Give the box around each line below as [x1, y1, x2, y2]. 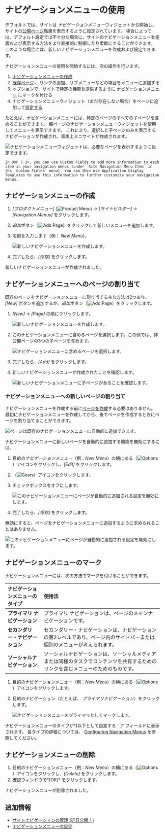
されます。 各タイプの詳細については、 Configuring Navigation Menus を [5, 729, 152, 734]
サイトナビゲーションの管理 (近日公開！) [12, 817, 94, 823]
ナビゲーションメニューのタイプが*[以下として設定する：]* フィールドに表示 [5, 723, 160, 729]
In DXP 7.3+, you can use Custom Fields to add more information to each [5, 160, 160, 165]
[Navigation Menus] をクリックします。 [12, 211, 92, 217]
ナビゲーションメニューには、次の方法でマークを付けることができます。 [5, 572, 151, 578]
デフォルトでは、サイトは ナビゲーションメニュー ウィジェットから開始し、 [5, 22, 157, 28]
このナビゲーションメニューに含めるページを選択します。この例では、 [12, 331, 154, 338]
